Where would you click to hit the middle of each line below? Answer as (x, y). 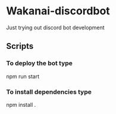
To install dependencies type (49, 92)
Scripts (20, 46)
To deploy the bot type (40, 63)
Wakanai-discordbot (58, 11)
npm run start (23, 76)
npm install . (21, 104)
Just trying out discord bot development (56, 27)
